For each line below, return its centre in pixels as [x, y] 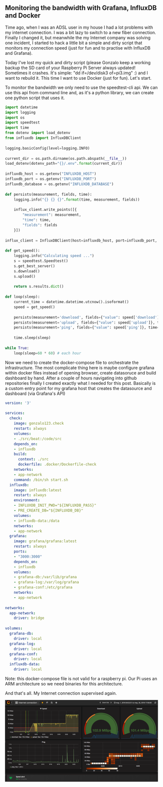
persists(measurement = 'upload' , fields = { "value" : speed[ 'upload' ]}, [84, 323]
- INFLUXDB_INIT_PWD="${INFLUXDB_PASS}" [55, 505]
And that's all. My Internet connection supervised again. [61, 693]
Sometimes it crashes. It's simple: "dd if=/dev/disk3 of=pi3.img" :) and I [76, 73]
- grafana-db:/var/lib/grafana [45, 577]
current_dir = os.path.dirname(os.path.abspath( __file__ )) [66, 158]
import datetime [21, 107]
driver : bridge [29, 618]
